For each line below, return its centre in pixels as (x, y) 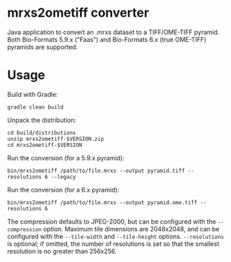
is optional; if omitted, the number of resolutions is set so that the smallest (113, 244)
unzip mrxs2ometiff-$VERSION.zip (56, 139)
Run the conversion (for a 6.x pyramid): (63, 190)
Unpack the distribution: (42, 120)
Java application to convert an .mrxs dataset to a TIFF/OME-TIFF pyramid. (113, 32)
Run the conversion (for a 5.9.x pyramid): (66, 157)
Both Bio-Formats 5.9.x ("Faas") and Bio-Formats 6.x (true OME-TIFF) (107, 39)
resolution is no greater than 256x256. (62, 251)
